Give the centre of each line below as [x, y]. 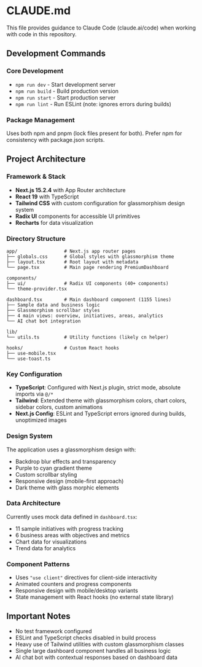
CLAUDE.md [39, 11]
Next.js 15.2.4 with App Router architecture [70, 190]
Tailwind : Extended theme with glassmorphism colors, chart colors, [101, 400]
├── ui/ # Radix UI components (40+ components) [87, 283]
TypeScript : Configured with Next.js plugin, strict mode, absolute [98, 388]
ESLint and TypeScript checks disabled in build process [86, 638]
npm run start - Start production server [65, 97]
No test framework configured [53, 631]
